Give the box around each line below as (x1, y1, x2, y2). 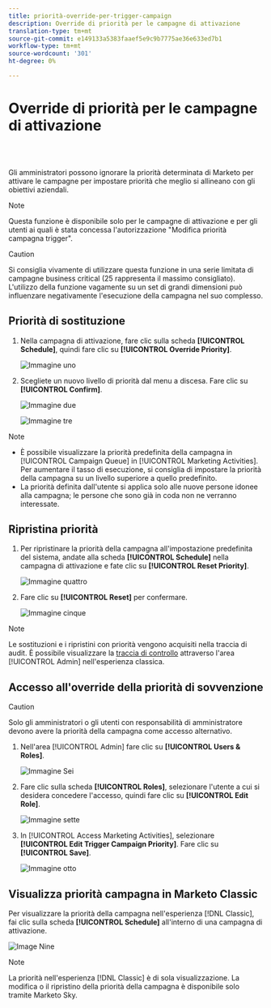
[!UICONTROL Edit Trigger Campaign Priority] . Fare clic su (19, 839, 219, 849)
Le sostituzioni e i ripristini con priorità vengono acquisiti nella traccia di (8, 640, 248, 650)
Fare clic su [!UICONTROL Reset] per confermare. (19, 593, 188, 603)
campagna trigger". (8, 233, 73, 243)
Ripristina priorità (8, 522, 99, 536)
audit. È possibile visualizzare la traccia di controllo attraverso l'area (8, 648, 235, 658)
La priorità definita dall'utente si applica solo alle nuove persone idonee (19, 482, 259, 491)
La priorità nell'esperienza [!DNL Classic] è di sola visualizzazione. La (8, 973, 240, 983)
